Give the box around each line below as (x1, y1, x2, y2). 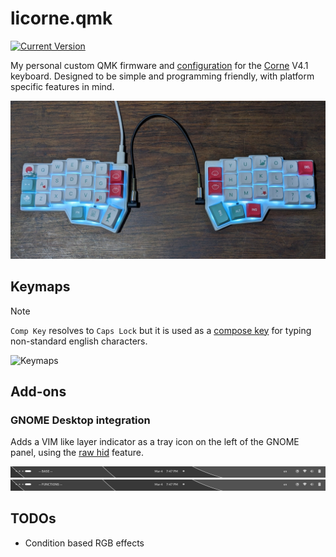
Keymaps (10, 278, 71, 296)
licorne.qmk (10, 7, 113, 30)
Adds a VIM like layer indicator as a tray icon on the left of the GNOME (10, 436, 300, 448)
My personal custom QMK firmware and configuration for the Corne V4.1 (10, 59, 309, 71)
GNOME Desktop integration (10, 413, 151, 427)
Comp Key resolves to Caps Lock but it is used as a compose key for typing (10, 324, 312, 336)
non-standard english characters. (10, 335, 148, 347)
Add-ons (10, 383, 67, 401)
